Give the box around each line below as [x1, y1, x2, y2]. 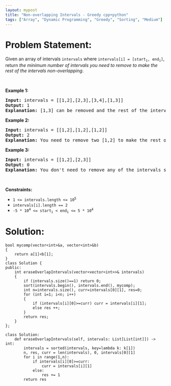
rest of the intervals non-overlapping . [5, 67, 84, 74]
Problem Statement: [5, 39, 92, 51]
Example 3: [5, 147, 30, 153]
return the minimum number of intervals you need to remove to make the [5, 62, 158, 68]
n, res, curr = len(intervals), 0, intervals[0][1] [23, 350, 136, 355]
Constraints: [5, 186, 33, 192]
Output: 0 [5, 162, 30, 168]
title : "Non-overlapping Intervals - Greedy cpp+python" [5, 12, 129, 17]
